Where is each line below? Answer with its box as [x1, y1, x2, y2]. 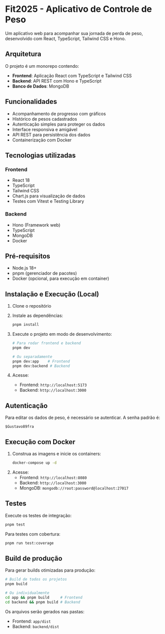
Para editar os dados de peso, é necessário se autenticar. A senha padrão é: [5, 414, 160, 421]
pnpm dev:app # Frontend [12, 359, 70, 364]
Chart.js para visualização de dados [12, 193, 85, 199]
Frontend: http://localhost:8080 [19, 474, 87, 480]
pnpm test [5, 522, 26, 527]
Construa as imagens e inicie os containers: [12, 451, 101, 457]
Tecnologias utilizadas [5, 151, 76, 159]
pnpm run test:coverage [5, 541, 54, 545]
